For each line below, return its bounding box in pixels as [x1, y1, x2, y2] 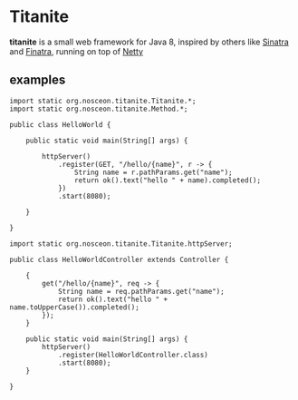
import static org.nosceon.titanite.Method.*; [9, 104, 188, 113]
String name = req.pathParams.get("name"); [57, 287, 225, 296]
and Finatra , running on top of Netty [9, 45, 143, 56]
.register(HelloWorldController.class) [57, 350, 208, 359]
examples [9, 73, 66, 88]
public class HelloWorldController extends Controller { [9, 255, 229, 264]
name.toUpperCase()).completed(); [9, 302, 140, 312]
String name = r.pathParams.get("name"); [73, 168, 233, 177]
